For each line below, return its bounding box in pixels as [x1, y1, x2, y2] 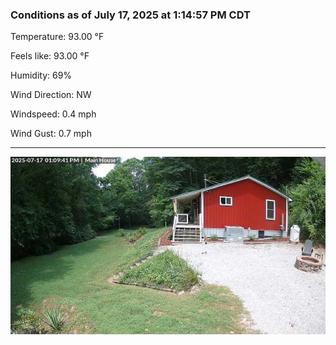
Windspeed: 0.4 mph [10, 108, 97, 120]
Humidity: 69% [10, 69, 73, 82]
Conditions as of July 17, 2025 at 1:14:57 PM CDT [10, 8, 251, 22]
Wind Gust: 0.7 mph [10, 128, 92, 140]
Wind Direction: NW [10, 89, 92, 101]
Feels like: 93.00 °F [10, 50, 90, 62]
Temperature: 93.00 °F [10, 31, 105, 43]
